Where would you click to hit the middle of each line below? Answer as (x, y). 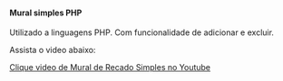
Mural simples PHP (46, 13)
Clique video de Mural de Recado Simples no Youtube (110, 67)
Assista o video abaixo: (53, 50)
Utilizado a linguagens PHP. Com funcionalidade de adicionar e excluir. (142, 32)
